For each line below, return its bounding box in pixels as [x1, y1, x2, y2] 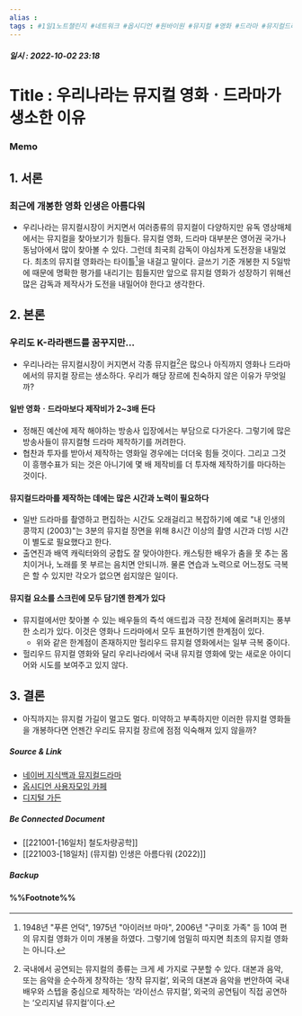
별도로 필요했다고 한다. [31, 537, 112, 548]
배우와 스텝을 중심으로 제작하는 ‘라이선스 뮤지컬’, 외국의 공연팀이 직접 [22, 985, 263, 996]
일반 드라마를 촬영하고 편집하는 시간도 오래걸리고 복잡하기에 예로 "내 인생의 [22, 514, 286, 525]
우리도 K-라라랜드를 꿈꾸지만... [9, 336, 135, 349]
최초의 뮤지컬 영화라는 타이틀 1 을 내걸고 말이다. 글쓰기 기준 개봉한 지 [34, 254, 270, 266]
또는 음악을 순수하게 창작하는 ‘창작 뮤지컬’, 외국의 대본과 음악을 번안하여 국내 [22, 975, 290, 985]
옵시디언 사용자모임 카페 [22, 781, 108, 792]
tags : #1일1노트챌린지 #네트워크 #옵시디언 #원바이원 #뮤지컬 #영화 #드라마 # [9, 22, 267, 31]
